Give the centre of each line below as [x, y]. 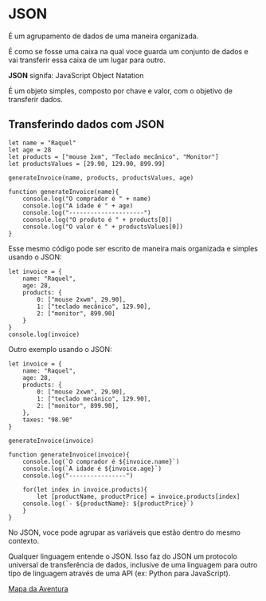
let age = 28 [30, 150]
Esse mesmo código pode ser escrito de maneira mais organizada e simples [133, 248]
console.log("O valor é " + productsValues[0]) [103, 227]
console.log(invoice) [44, 334]
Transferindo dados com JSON [86, 125]
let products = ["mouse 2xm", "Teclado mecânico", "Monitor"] [113, 156]
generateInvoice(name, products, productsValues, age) [101, 178]
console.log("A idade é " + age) [78, 206]
